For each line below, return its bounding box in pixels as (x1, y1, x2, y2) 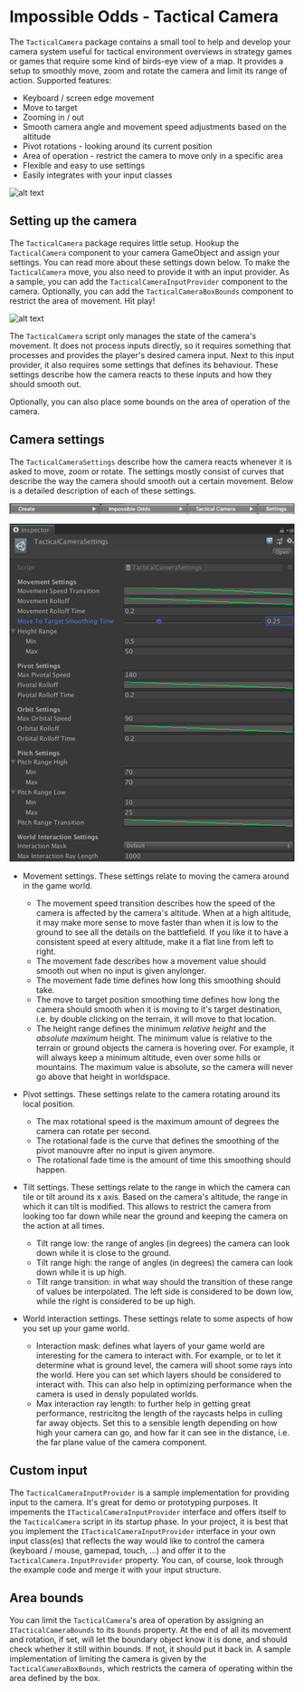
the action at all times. (22, 1220, 105, 1230)
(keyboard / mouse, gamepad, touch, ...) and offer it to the (9, 1544, 226, 1556)
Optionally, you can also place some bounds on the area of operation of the (9, 396, 291, 407)
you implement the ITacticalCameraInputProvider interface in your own (9, 1525, 276, 1536)
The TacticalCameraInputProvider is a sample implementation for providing (9, 1487, 290, 1498)
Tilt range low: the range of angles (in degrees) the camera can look (35, 1238, 290, 1249)
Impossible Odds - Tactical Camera (9, 6, 279, 27)
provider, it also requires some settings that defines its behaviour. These (9, 359, 279, 370)
